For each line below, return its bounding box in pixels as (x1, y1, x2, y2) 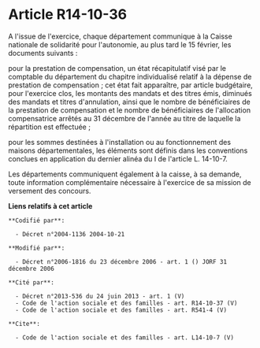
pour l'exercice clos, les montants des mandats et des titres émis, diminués (8, 88, 252, 98)
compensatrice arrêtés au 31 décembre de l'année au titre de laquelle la (8, 113, 241, 123)
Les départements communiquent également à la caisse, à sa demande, (8, 169, 242, 179)
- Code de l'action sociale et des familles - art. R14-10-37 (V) (15, 299, 238, 307)
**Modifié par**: (8, 244, 65, 252)
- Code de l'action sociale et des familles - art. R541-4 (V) (15, 305, 227, 314)
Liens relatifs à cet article (8, 201, 93, 210)
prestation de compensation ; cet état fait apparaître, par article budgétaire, (8, 80, 254, 90)
